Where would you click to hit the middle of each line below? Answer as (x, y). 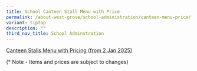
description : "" (26, 28)
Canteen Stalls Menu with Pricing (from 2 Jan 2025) (69, 50)
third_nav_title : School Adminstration (55, 34)
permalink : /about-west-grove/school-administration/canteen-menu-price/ (99, 17)
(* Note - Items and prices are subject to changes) (67, 62)
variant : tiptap (26, 22)
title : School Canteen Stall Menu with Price (63, 12)
